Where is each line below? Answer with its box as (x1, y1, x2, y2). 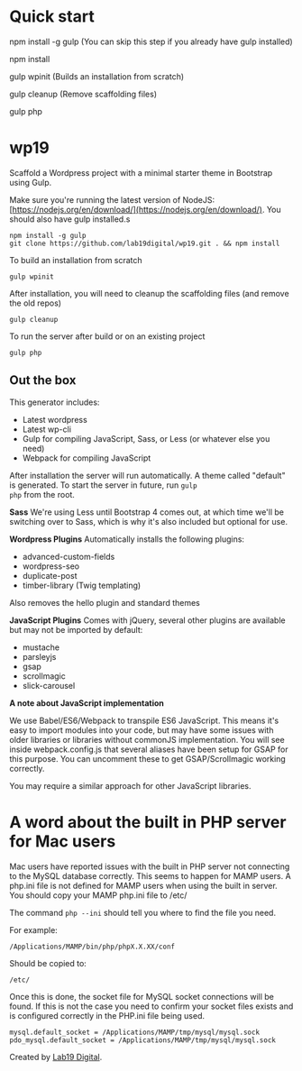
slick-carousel (22, 680, 76, 691)
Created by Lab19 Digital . (9, 1051, 103, 1062)
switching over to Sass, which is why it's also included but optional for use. (9, 516, 288, 526)
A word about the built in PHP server (9, 811, 287, 832)
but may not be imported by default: (9, 624, 143, 635)
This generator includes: (9, 397, 100, 407)
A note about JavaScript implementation (9, 697, 165, 709)
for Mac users (9, 831, 116, 851)
